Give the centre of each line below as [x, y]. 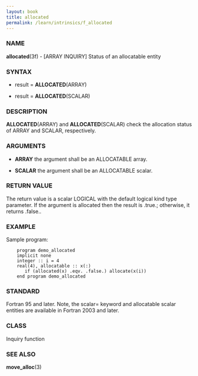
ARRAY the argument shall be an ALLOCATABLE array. [81, 159]
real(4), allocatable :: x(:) [54, 266]
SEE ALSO [21, 354]
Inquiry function [25, 339]
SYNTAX [19, 72]
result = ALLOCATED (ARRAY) [51, 84]
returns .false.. [24, 211]
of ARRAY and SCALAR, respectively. [51, 130]
